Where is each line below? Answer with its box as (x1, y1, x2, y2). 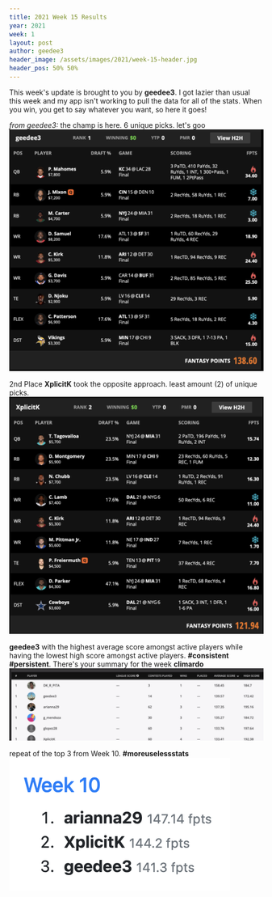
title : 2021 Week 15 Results (9, 13, 107, 21)
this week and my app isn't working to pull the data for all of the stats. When (9, 95, 262, 105)
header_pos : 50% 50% (9, 65, 79, 73)
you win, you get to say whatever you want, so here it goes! (9, 104, 207, 114)
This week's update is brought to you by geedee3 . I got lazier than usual (9, 87, 251, 97)
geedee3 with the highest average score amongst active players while (9, 641, 243, 651)
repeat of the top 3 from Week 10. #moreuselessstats (9, 748, 189, 758)
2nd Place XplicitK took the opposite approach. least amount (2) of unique (9, 379, 257, 389)
